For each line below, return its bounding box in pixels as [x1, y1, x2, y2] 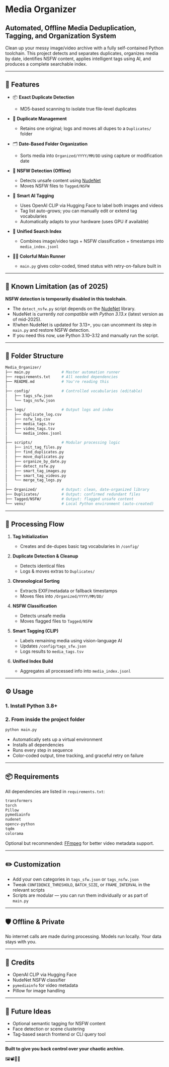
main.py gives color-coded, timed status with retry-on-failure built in [20, 263, 161, 269]
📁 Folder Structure [5, 352, 64, 361]
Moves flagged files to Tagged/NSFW [20, 618, 93, 624]
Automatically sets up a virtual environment [12, 736, 103, 742]
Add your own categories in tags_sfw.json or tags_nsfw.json [12, 876, 139, 882]
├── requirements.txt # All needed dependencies [5, 375, 118, 380]
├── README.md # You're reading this [5, 379, 109, 384]
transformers [5, 798, 33, 803]
